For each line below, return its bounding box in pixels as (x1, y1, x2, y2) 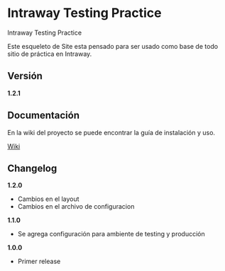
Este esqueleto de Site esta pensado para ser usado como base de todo (7, 42, 219, 50)
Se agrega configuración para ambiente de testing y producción (17, 230, 205, 238)
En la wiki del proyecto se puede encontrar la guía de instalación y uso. (7, 128, 215, 137)
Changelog (7, 162, 57, 174)
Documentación (7, 110, 80, 122)
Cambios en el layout (17, 195, 79, 203)
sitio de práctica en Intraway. (7, 50, 92, 58)
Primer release (17, 257, 61, 266)
